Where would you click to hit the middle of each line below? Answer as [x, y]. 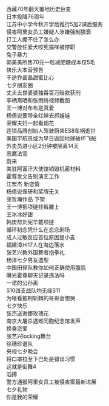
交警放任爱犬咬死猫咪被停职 [41, 47]
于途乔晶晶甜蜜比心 [30, 77]
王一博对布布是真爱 [30, 108]
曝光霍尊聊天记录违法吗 [35, 275]
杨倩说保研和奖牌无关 [33, 191]
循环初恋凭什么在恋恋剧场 [38, 229]
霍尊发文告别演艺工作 [33, 176]
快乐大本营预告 [25, 70]
